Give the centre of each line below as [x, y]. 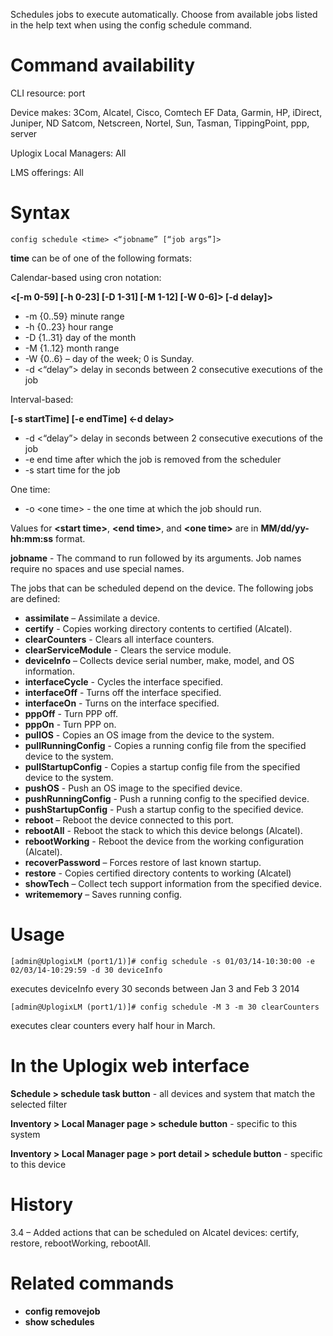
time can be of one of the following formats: [101, 258]
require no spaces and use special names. [97, 568]
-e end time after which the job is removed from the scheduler [153, 459]
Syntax [40, 213]
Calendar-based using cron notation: [86, 277]
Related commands [92, 1283]
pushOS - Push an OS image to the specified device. [133, 788]
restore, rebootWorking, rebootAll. [81, 1243]
